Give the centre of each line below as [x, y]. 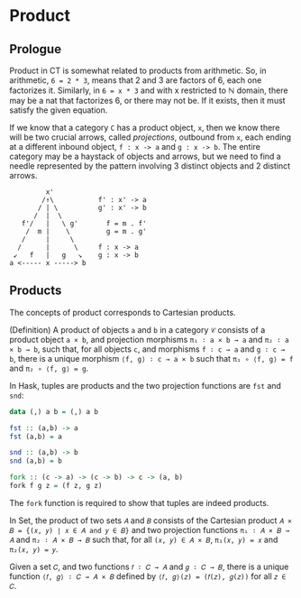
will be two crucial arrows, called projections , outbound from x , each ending [150, 137]
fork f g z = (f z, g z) [56, 486]
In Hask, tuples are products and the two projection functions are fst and [146, 385]
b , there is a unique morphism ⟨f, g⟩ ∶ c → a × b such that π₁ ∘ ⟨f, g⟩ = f [151, 358]
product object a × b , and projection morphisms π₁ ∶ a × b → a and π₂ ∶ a [150, 339]
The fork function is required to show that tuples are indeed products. [139, 502]
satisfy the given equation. [59, 110]
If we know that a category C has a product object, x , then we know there [145, 128]
